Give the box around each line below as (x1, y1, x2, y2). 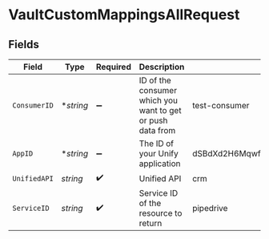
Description (139, 62, 185, 72)
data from (139, 125, 176, 136)
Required (95, 62, 132, 72)
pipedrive (191, 203, 228, 213)
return (139, 218, 163, 229)
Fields (8, 38, 40, 51)
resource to (139, 208, 183, 218)
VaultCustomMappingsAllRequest (8, 6, 240, 24)
